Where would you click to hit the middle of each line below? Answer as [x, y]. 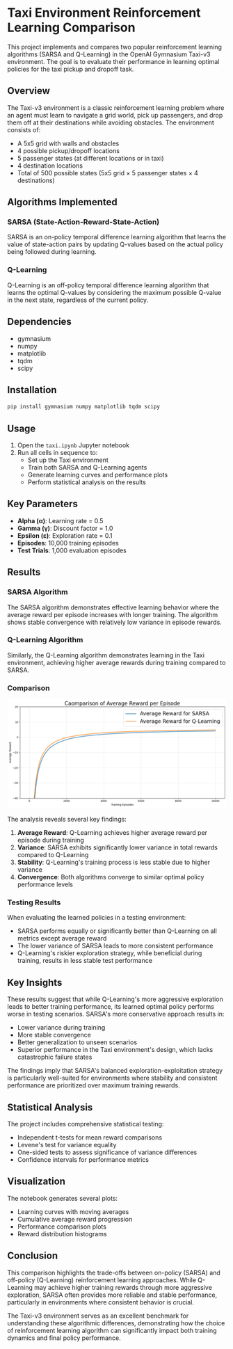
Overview [29, 91]
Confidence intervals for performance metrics [83, 1160]
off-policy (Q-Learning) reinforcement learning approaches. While [102, 1280]
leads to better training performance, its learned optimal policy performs [111, 1007]
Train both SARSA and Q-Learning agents [87, 468]
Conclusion [33, 1256]
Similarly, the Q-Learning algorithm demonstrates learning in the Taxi [106, 655]
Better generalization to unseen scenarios [77, 1042]
